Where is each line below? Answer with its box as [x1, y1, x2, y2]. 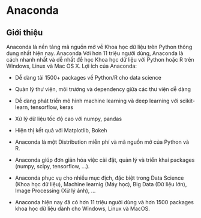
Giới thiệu [6, 28, 43, 38]
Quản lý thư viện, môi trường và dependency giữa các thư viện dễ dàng [14, 86, 191, 93]
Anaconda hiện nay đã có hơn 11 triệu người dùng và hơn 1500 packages [14, 199, 194, 205]
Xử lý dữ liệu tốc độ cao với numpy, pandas [14, 115, 122, 122]
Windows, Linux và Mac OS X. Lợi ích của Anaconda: [6, 62, 137, 69]
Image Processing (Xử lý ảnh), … [14, 187, 96, 194]
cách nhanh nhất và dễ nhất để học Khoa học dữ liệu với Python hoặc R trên [6, 56, 194, 63]
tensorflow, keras [31, 104, 74, 111]
